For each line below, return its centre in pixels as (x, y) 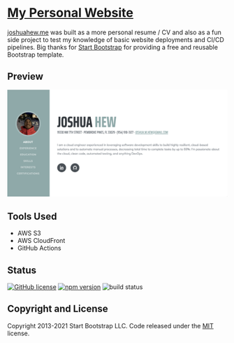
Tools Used (32, 216)
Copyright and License (58, 309)
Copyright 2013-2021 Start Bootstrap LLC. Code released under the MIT (111, 325)
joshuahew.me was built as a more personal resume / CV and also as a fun (115, 32)
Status (22, 270)
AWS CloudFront (41, 241)
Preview (25, 77)
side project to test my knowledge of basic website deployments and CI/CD (116, 39)
